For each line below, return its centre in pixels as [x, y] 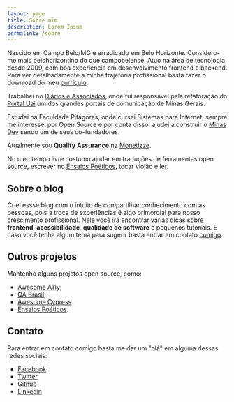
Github [27, 384]
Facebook [32, 369]
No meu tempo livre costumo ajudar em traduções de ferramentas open [111, 159]
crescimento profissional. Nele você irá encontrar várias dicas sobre [105, 220]
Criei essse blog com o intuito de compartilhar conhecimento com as [107, 205]
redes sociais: [27, 355]
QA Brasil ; [32, 295]
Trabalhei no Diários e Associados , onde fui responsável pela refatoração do [117, 96]
